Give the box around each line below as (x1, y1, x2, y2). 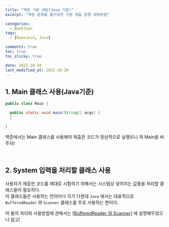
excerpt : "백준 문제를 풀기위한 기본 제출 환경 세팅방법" (5, 12, 109, 17)
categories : (5, 21, 30, 26)
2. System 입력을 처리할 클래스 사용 (5, 166, 111, 175)
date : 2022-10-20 (5, 63, 42, 68)
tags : (5, 31, 17, 36)
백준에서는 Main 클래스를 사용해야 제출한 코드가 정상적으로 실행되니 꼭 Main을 (5, 134, 159, 140)
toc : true (5, 49, 26, 54)
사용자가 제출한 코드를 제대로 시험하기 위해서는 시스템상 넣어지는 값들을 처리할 (5, 180, 159, 187)
